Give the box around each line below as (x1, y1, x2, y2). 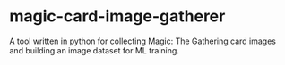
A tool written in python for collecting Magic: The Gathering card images (9, 36, 276, 46)
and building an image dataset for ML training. (9, 45, 179, 55)
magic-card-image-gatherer (9, 6, 226, 27)
